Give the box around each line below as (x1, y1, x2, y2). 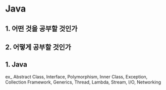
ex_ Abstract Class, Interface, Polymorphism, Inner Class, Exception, (5, 73, 148, 79)
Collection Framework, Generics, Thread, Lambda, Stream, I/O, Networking (5, 79, 161, 85)
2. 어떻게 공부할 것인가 (5, 43, 72, 51)
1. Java (5, 60, 28, 69)
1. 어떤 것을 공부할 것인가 (5, 24, 78, 33)
